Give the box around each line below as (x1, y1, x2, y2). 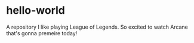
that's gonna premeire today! (6, 29, 78, 36)
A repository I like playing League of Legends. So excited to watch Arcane (6, 23, 188, 30)
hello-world (6, 4, 66, 17)
